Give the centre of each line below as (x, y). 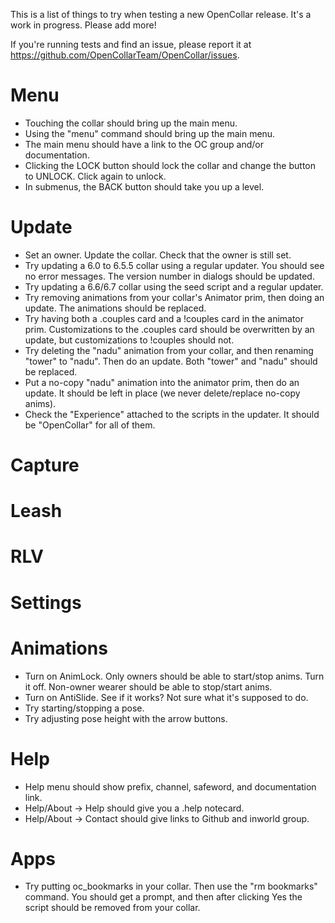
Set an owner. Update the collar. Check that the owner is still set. (158, 255)
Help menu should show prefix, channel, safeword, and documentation (170, 786)
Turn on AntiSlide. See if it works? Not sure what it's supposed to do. (166, 697)
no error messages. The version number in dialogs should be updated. (169, 276)
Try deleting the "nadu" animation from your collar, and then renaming (169, 350)
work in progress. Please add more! (83, 25)
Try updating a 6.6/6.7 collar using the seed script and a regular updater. (174, 286)
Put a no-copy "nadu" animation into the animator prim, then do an (162, 382)
